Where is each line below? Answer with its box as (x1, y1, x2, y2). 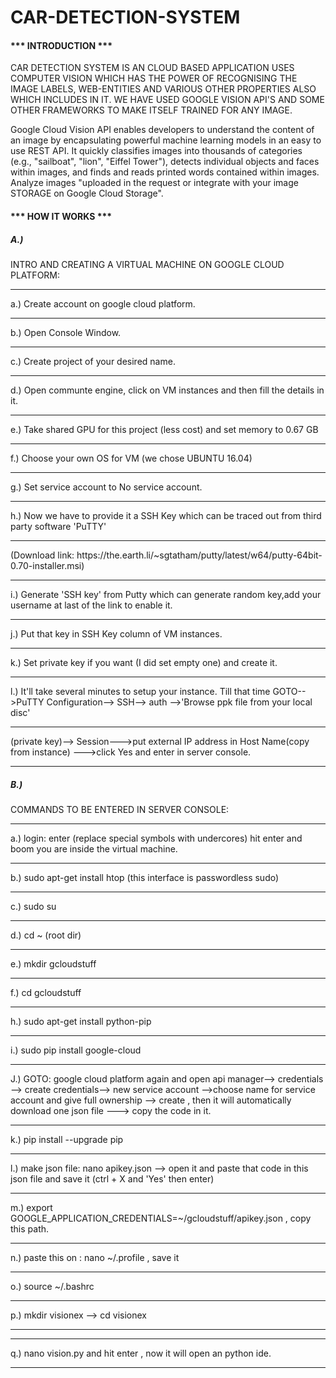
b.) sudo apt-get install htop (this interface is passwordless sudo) (10, 871, 280, 883)
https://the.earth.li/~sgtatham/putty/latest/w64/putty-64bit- (76, 549, 323, 561)
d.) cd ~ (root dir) (10, 929, 82, 941)
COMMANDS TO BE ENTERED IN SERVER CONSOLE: (10, 803, 230, 815)
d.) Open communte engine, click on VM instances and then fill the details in (10, 384, 325, 396)
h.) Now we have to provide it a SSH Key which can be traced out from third (10, 509, 322, 521)
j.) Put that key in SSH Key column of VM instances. (10, 627, 223, 640)
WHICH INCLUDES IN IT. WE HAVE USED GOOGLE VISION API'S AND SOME (10, 94, 325, 106)
